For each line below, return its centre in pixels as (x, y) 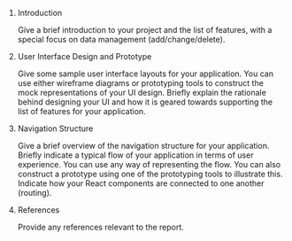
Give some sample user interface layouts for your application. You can (146, 74)
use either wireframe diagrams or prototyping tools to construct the (140, 83)
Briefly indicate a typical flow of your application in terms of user (135, 155)
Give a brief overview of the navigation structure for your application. (143, 146)
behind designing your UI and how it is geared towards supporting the (145, 102)
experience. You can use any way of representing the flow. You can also (149, 164)
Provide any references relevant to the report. (100, 227)
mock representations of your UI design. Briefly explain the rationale (142, 93)
